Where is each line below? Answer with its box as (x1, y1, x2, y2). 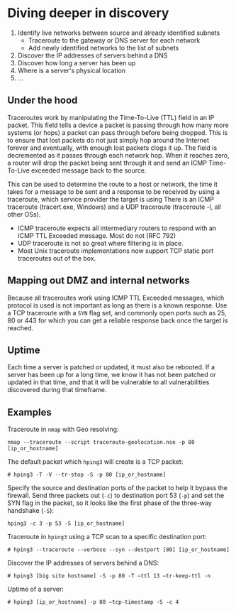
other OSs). (7, 210, 41, 218)
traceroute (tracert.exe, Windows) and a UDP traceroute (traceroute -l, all (7, 202, 222, 211)
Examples (7, 406, 52, 418)
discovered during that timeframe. (7, 386, 107, 394)
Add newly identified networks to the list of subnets (28, 43, 179, 52)
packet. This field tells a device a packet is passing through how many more (7, 121, 229, 129)
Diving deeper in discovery (7, 5, 169, 21)
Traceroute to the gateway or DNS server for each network (28, 36, 201, 44)
